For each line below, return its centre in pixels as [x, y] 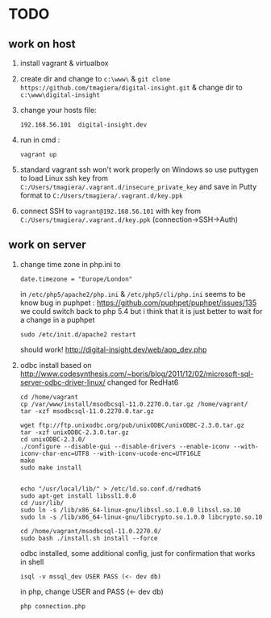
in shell [32, 562]
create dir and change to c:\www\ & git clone [95, 79]
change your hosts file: [58, 110]
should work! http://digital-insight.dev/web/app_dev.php [113, 349]
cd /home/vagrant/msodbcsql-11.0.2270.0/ [90, 531]
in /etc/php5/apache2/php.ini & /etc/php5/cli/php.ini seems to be [133, 294]
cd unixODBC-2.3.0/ [53, 439]
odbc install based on [56, 365]
